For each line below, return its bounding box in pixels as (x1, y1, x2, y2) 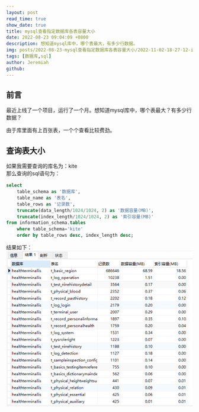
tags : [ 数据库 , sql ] (6, 53, 52, 59)
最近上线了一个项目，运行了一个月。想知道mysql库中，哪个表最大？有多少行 (6, 107, 192, 114)
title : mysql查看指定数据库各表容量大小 (6, 28, 96, 34)
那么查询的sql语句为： (6, 170, 60, 177)
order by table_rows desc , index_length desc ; (17, 233, 134, 239)
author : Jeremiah (6, 59, 49, 65)
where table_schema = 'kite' (17, 226, 84, 232)
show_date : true (6, 22, 46, 28)
